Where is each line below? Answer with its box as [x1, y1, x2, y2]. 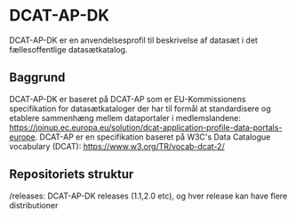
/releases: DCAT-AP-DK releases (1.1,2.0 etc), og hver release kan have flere [9, 190, 288, 201]
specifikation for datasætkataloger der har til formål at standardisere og [9, 103, 271, 114]
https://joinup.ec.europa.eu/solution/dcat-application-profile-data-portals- [9, 122, 283, 133]
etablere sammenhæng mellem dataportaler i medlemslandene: [9, 112, 242, 123]
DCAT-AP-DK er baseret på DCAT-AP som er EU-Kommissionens [9, 93, 246, 104]
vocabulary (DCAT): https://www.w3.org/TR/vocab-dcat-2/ [9, 141, 225, 151]
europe [9, 131, 36, 142]
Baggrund [9, 70, 66, 85]
